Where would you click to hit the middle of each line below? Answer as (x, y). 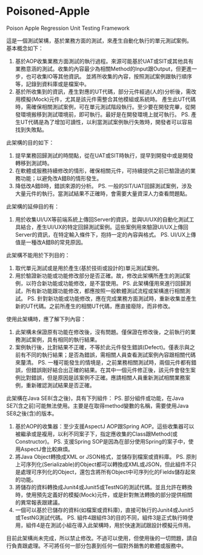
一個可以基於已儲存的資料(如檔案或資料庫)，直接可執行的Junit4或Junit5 (104, 510)
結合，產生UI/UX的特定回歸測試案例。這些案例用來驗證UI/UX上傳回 (105, 227)
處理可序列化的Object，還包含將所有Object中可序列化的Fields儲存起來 (108, 472)
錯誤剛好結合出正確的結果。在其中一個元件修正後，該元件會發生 (111, 370)
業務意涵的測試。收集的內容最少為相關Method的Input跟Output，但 (98, 69)
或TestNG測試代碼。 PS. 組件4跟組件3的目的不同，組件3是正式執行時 (101, 517)
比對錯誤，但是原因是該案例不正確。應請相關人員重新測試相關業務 (103, 377)
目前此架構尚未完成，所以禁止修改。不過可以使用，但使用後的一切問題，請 (99, 538)
